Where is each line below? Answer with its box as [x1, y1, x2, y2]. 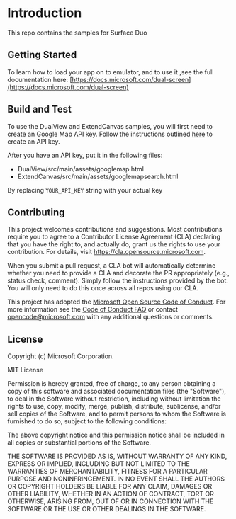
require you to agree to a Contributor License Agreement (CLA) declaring [7, 232, 221, 241]
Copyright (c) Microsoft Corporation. [7, 352, 115, 360]
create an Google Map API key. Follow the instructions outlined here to [7, 130, 213, 138]
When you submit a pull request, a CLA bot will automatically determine [7, 261, 216, 270]
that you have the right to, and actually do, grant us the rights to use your [7, 240, 221, 249]
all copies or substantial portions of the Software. [7, 438, 151, 447]
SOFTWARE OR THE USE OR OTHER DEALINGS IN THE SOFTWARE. [7, 505, 206, 513]
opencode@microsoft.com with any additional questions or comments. [7, 313, 214, 321]
